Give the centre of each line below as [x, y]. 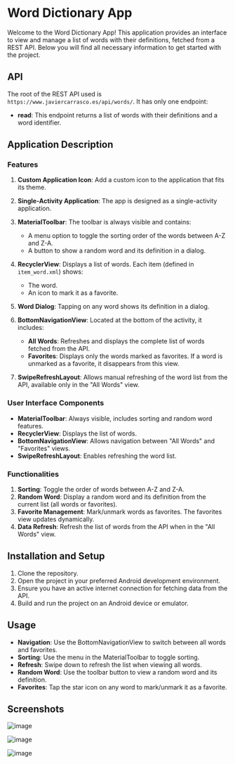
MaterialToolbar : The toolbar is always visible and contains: [104, 222]
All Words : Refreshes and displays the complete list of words [116, 341]
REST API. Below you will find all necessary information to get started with [114, 47]
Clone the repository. [48, 573]
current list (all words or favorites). [67, 504]
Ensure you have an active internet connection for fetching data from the [122, 588]
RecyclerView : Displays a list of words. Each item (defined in [106, 265]
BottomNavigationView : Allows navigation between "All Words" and [116, 440]
